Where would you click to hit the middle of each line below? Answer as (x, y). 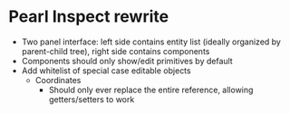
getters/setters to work (92, 99)
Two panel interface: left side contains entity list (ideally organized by (151, 42)
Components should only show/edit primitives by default (127, 61)
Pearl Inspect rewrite (89, 17)
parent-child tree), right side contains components (116, 51)
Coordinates (58, 80)
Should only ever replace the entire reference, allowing (151, 90)
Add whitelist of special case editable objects (106, 71)
